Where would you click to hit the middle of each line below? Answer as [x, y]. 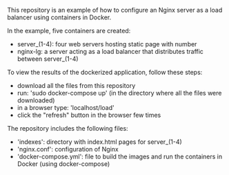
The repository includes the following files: [68, 128]
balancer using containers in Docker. [59, 17]
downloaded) [36, 100]
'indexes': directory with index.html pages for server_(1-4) [100, 142]
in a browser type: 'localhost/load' [66, 108]
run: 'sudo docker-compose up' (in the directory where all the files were [119, 93]
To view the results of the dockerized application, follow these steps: [105, 72]
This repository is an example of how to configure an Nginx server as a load [115, 10]
